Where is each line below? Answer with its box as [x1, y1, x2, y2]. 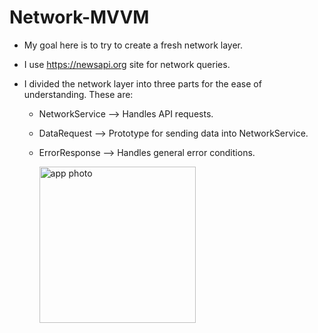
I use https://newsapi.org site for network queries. [23, 58, 231, 70]
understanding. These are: [23, 88, 134, 100]
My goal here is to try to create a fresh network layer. [23, 39, 244, 51]
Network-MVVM [9, 6, 150, 29]
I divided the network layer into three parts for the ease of [23, 77, 262, 90]
